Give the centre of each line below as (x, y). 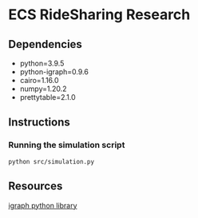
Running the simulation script (67, 145)
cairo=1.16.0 (39, 80)
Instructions (39, 123)
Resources (36, 186)
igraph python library (43, 205)
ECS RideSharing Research (99, 15)
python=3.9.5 (42, 63)
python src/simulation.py (51, 161)
